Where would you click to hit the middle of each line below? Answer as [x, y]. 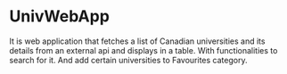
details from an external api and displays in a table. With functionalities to [143, 50]
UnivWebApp [59, 16]
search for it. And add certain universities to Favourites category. [128, 60]
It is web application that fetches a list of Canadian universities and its [137, 41]
